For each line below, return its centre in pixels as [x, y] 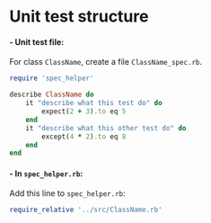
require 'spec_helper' [52, 78]
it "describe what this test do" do [94, 103]
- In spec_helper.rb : [46, 174]
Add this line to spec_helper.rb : [67, 193]
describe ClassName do [52, 95]
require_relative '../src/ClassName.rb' [86, 210]
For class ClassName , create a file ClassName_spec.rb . [106, 62]
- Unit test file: [37, 41]
